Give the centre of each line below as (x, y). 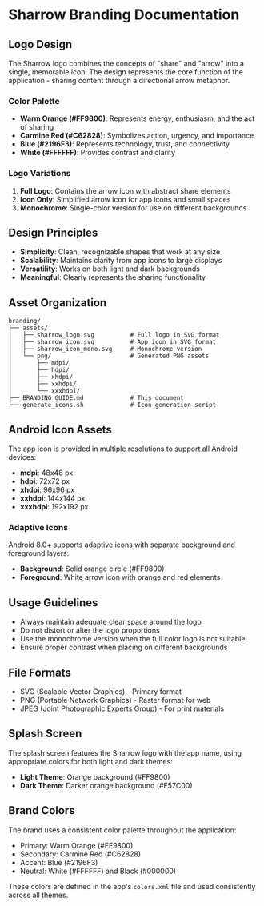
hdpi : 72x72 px (45, 481)
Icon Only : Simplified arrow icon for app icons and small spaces (125, 199)
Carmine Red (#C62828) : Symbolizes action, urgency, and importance (137, 136)
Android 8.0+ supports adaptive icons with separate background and (122, 545)
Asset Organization (58, 303)
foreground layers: (39, 553)
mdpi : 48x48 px (46, 473)
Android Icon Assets (60, 429)
